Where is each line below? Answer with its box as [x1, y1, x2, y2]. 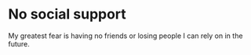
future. [8, 39, 30, 48]
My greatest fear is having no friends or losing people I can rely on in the [8, 31, 243, 40]
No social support [8, 5, 127, 23]
